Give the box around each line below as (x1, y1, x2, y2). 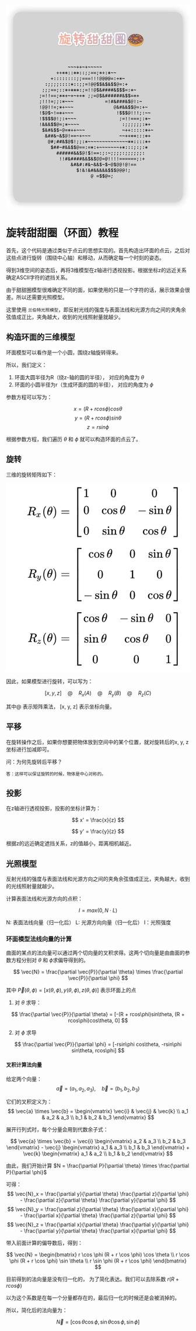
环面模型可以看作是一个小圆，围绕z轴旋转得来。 (6, 349, 121, 356)
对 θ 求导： (14, 999, 42, 1006)
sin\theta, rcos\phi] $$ (71, 1047, 125, 1054)
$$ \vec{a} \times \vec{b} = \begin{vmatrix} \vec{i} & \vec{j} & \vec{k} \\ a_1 (8, 1108, 188, 1115)
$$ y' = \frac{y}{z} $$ (72, 828, 124, 835)
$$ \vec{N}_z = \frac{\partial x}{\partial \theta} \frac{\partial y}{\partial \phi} (6, 1221, 190, 1228)
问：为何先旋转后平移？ (6, 758, 62, 765)
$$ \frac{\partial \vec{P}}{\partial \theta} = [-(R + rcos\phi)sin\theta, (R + (11, 1011, 185, 1018)
